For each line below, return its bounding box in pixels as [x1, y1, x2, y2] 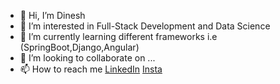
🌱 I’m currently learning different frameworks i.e [19, 31, 218, 42]
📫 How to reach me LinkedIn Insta [19, 63, 163, 75]
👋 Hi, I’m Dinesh [19, 10, 86, 21]
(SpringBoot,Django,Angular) [19, 41, 140, 53]
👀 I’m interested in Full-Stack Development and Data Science [19, 20, 271, 32]
